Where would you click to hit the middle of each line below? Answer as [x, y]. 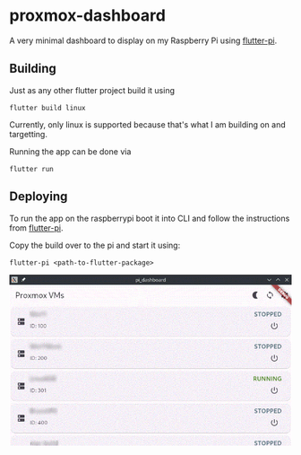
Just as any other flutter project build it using [92, 90]
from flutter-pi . [37, 227]
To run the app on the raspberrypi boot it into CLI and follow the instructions [150, 218]
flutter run [31, 169]
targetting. [28, 134]
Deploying [39, 197]
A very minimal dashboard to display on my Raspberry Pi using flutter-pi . [143, 40]
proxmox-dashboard [87, 16]
